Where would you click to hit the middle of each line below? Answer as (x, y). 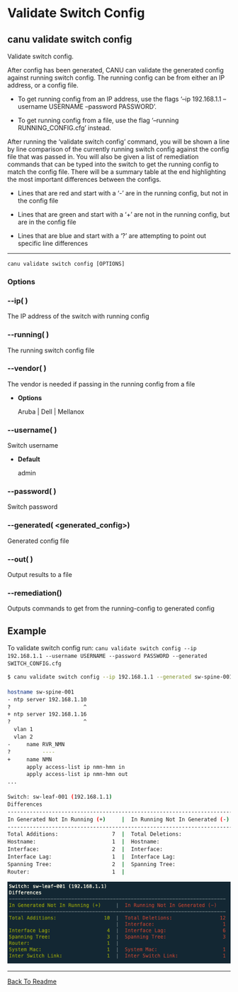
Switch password (33, 507)
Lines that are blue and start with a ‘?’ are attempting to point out (112, 236)
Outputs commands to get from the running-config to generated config (111, 608)
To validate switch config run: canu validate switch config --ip (102, 648)
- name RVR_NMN (36, 744)
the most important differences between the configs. (84, 179)
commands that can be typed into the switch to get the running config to (113, 164)
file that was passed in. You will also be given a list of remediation (103, 157)
